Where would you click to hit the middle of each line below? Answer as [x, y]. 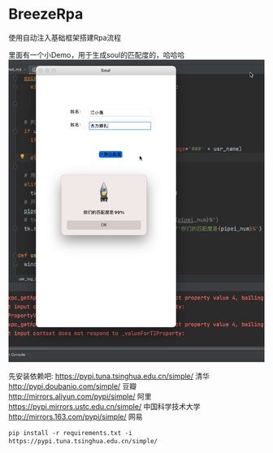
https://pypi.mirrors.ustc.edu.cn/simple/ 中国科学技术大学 [104, 406]
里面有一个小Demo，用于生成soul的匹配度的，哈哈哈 [97, 54]
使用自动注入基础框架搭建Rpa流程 [65, 37]
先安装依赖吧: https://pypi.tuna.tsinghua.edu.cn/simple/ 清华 [109, 376]
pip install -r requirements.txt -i [70, 433]
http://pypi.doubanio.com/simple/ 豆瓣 [73, 386]
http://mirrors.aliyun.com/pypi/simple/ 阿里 [80, 396]
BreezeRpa [46, 14]
